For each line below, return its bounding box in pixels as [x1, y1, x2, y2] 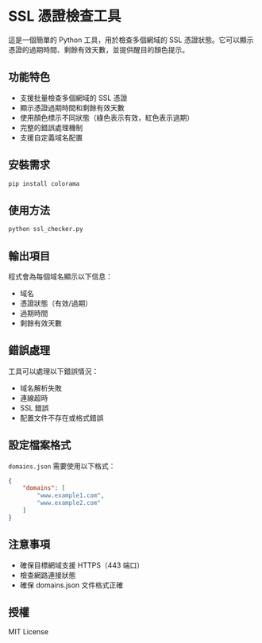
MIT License [8, 627, 49, 637]
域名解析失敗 [19, 383, 62, 393]
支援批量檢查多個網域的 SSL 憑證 [19, 93, 128, 102]
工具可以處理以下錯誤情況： [8, 366, 99, 375]
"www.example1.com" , [37, 491, 105, 500]
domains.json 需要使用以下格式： [8, 461, 116, 471]
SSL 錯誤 [19, 402, 49, 413]
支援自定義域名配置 [19, 133, 83, 142]
